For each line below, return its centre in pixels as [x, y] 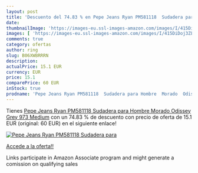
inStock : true [24, 89]
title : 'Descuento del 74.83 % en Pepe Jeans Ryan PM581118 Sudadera [95, 17]
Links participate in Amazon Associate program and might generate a [90, 158]
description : [22, 61]
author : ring [22, 50]
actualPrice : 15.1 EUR [34, 66]
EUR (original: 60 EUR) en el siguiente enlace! [61, 123]
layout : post [22, 12]
